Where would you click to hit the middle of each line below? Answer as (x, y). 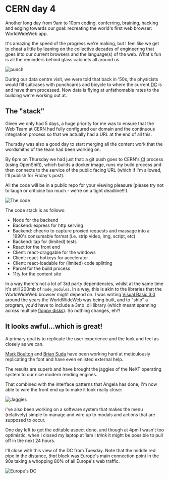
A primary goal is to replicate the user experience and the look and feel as (82, 338)
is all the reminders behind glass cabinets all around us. (63, 59)
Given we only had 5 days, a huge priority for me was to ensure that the (80, 123)
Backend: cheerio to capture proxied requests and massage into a (81, 230)
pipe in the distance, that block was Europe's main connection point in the (82, 456)
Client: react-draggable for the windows (54, 252)
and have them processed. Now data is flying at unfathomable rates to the (82, 90)
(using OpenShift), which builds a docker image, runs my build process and (83, 165)
